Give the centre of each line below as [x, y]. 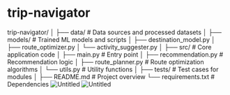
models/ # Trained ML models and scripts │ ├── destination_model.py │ [112, 39]
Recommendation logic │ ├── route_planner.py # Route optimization [106, 61]
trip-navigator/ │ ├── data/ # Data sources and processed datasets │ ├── [114, 32]
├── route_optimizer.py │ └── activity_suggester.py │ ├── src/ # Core [109, 47]
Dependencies [28, 84]
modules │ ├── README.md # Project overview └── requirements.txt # [111, 76]
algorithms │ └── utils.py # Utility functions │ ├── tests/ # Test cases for [113, 69]
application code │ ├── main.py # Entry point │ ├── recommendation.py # [115, 54]
